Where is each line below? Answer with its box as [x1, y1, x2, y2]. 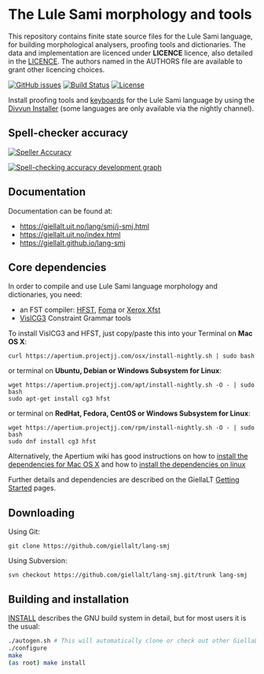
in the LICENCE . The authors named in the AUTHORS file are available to [8, 57, 243, 66]
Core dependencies [8, 261, 107, 274]
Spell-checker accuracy [8, 126, 128, 140]
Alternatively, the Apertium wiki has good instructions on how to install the [8, 452, 249, 461]
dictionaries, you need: [8, 290, 82, 299]
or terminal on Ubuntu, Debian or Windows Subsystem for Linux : [8, 366, 222, 375]
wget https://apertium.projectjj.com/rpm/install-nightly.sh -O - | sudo [8, 424, 255, 432]
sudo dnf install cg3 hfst [8, 438, 97, 445]
